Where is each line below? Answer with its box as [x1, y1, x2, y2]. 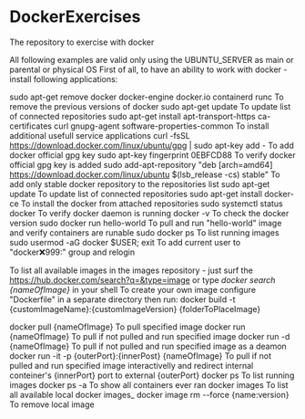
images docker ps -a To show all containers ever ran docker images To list [9, 379, 289, 390]
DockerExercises [9, 6, 141, 27]
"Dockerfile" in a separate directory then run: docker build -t [9, 294, 236, 305]
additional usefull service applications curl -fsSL [9, 130, 191, 141]
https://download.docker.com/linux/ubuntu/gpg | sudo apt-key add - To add [9, 140, 294, 151]
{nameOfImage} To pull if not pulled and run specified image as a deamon [9, 340, 287, 351]
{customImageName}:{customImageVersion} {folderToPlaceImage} [9, 303, 261, 314]
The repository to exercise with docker [9, 37, 155, 47]
